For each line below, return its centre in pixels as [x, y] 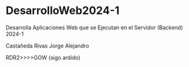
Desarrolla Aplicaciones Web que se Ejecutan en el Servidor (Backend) [94, 27]
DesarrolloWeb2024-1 [63, 11]
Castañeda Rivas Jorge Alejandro [47, 46]
